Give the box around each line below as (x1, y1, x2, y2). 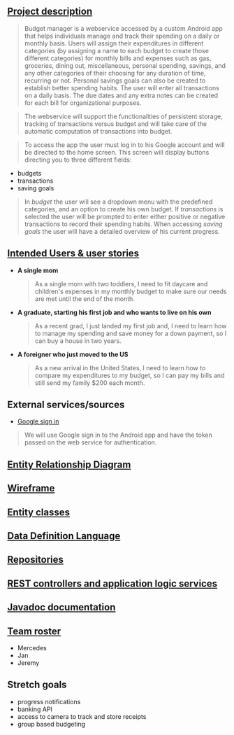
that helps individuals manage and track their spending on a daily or (24, 31, 220, 40)
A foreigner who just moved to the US (17, 350, 129, 358)
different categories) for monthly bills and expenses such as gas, (24, 54, 212, 62)
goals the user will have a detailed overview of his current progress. (24, 227, 220, 235)
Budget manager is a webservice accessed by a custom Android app (24, 24, 224, 32)
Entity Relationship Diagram (7, 458, 131, 470)
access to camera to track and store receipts (17, 712, 147, 720)
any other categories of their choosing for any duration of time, (24, 69, 206, 77)
